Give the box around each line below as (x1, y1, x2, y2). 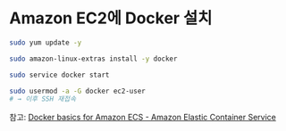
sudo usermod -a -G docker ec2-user (9, 86, 146, 95)
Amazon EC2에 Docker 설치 (9, 8, 213, 29)
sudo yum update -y (9, 37, 82, 47)
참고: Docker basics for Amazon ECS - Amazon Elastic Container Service (9, 112, 277, 123)
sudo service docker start (9, 70, 110, 79)
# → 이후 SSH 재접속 (9, 94, 77, 103)
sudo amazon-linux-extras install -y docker (9, 54, 178, 63)
